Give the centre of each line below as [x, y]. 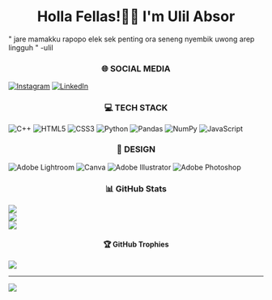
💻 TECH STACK [136, 108]
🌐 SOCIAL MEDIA [136, 68]
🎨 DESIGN [136, 149]
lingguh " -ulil [31, 47]
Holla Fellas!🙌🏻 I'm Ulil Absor [136, 17]
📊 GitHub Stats [136, 188]
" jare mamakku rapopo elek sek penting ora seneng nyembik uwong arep [132, 39]
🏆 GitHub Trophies [136, 244]
